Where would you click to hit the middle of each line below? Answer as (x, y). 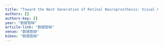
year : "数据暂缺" (21, 23)
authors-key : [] (21, 18)
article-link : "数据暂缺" (30, 27)
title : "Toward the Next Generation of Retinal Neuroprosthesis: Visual (80, 9)
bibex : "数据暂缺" (22, 36)
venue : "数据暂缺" (22, 32)
